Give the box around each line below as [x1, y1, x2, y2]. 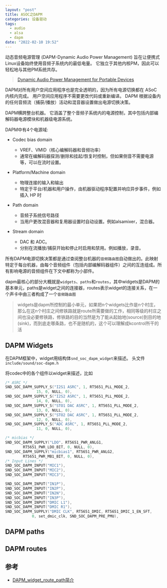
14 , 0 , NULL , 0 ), [36, 399, 72, 404]
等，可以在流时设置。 [19, 159, 64, 165]
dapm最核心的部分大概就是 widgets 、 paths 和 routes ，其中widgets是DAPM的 [5, 279, 160, 285]
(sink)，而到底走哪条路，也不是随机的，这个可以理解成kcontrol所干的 [17, 320, 159, 326]
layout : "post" [5, 7, 37, 12]
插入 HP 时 [19, 192, 42, 198]
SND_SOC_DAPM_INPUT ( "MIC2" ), [5, 468, 66, 473]
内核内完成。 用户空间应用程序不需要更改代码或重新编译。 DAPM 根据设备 [5, 93, 157, 99]
